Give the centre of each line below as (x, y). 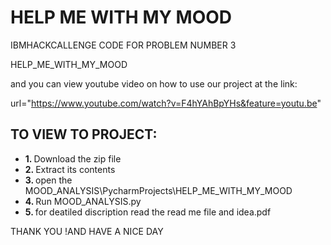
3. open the (48, 180)
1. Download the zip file (73, 158)
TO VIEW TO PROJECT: (84, 134)
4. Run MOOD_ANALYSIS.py (83, 201)
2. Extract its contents (70, 169)
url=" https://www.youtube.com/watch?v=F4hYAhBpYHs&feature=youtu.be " (166, 103)
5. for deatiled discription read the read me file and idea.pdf (148, 212)
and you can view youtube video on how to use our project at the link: (154, 83)
